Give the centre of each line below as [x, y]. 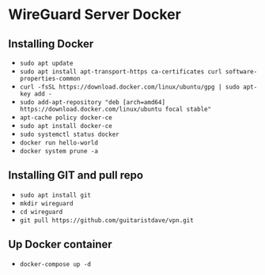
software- [241, 72]
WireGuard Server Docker [95, 15]
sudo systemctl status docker [70, 134]
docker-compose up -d [55, 264]
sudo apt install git [55, 195]
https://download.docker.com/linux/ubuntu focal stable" [115, 109]
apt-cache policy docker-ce [66, 118]
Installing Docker [51, 44]
